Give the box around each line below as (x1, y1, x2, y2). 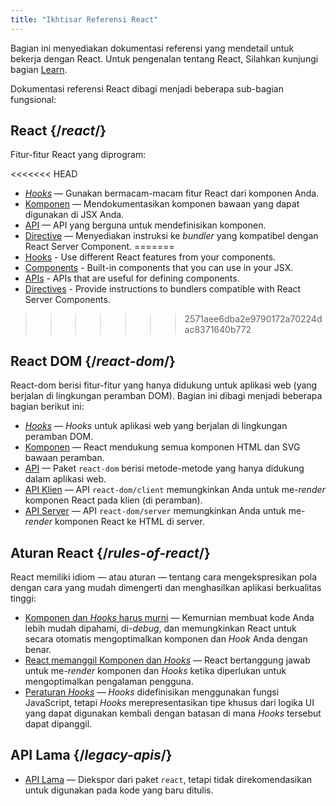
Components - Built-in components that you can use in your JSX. (24, 262, 294, 274)
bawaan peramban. (24, 452, 105, 464)
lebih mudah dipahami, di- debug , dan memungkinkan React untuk (24, 622, 297, 635)
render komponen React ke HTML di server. (24, 516, 205, 528)
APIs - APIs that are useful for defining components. (24, 272, 240, 285)
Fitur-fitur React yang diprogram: (10, 149, 147, 161)
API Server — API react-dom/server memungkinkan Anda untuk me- (24, 505, 306, 517)
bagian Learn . (10, 63, 68, 75)
